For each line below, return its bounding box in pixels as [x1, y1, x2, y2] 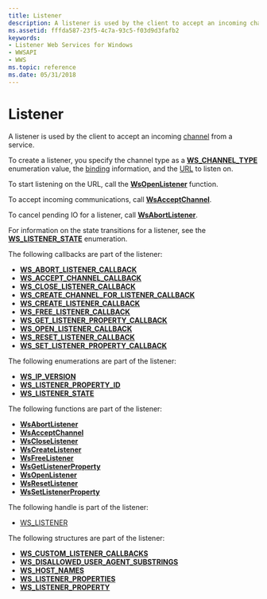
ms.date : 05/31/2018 [8, 71, 77, 79]
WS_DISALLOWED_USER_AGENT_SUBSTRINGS [19, 557, 179, 566]
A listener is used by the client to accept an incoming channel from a [8, 131, 233, 141]
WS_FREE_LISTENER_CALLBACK [19, 307, 131, 317]
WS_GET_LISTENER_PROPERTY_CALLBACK [19, 315, 168, 325]
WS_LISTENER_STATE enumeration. [8, 234, 128, 243]
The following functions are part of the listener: [8, 403, 163, 414]
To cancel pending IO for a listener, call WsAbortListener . [8, 210, 199, 220]
